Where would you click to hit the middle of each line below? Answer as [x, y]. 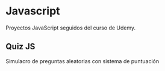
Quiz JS [20, 47]
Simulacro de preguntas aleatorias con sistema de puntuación [82, 61]
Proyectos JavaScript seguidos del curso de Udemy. [71, 28]
